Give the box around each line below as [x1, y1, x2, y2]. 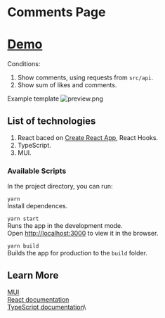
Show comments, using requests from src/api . [17, 73, 153, 82]
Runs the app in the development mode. [7, 222, 123, 230]
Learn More [7, 269, 59, 281]
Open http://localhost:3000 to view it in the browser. [7, 229, 159, 238]
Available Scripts [7, 166, 67, 176]
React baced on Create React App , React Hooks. [17, 133, 159, 141]
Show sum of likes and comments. [17, 81, 117, 89]
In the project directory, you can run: [7, 182, 113, 191]
